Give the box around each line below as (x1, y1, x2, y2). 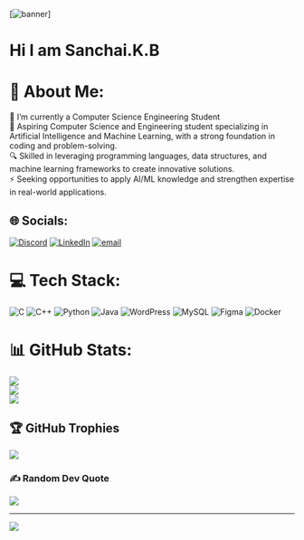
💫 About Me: (9, 81, 105, 102)
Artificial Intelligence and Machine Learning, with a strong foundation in (9, 131, 276, 142)
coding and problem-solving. (9, 140, 118, 151)
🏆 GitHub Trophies (9, 421, 120, 436)
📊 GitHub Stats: (9, 340, 133, 361)
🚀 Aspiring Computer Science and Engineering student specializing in (9, 121, 269, 132)
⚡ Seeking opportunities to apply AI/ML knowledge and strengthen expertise (9, 174, 295, 185)
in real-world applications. (9, 186, 107, 198)
